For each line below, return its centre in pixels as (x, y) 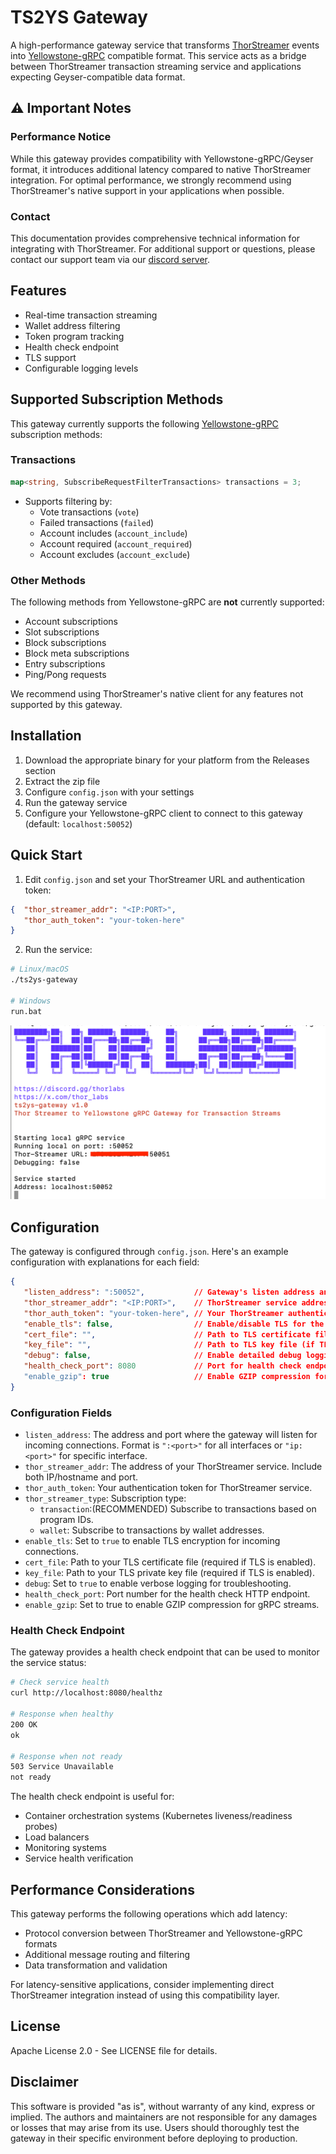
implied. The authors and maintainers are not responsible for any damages (164, 2117)
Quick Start (46, 855)
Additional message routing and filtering (107, 1954)
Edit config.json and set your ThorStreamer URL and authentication (164, 879)
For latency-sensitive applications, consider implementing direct (142, 1984)
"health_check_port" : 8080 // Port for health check (162, 1366)
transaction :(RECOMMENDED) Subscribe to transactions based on (178, 1509)
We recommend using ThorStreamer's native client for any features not (157, 694)
